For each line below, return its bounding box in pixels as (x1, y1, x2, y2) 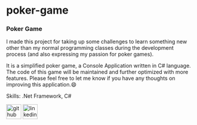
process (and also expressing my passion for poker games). (6, 51, 154, 58)
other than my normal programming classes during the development (6, 44, 174, 52)
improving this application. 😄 (6, 81, 77, 88)
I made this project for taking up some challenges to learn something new (6, 38, 187, 45)
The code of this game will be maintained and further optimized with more (6, 69, 189, 76)
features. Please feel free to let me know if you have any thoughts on (6, 75, 176, 82)
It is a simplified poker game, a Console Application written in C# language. (6, 62, 191, 69)
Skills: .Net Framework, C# (6, 92, 72, 100)
